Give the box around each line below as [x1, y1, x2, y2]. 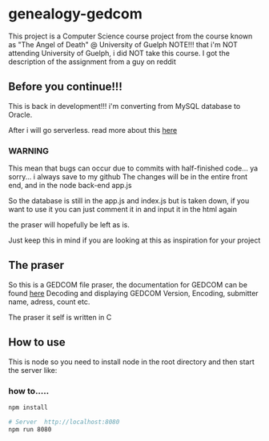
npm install [8, 403, 48, 411]
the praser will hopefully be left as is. [8, 220, 130, 230]
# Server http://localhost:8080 [8, 418, 120, 426]
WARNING [8, 145, 50, 156]
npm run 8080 [8, 425, 52, 433]
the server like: [8, 365, 58, 375]
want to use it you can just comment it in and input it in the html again [8, 205, 238, 214]
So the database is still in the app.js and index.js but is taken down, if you [8, 196, 250, 206]
